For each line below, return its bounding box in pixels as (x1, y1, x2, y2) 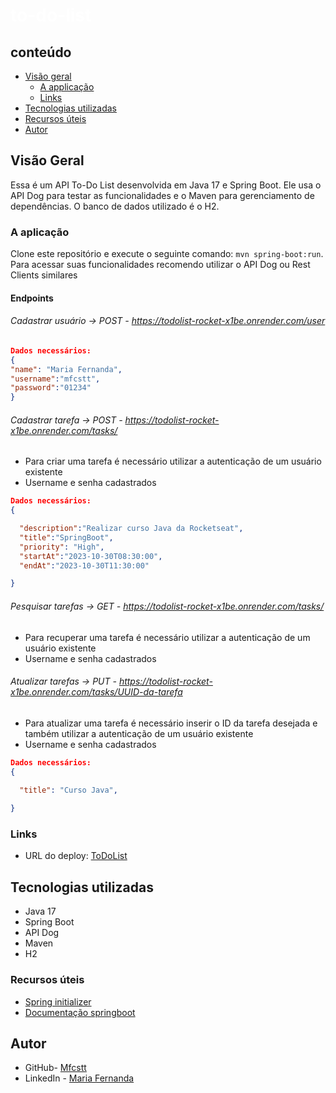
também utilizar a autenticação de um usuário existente (24, 727, 254, 739)
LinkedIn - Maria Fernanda (24, 1072, 135, 1084)
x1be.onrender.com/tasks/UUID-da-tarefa (10, 686, 183, 698)
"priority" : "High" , (19, 542, 105, 552)
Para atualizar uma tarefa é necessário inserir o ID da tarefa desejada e (24, 717, 318, 729)
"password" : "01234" (10, 383, 92, 393)
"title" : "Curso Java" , (19, 785, 118, 795)
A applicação (39, 81, 95, 93)
